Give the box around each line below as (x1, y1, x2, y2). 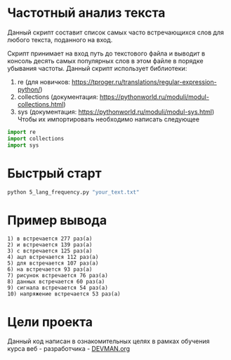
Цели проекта (7, 314, 93, 330)
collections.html (17, 100, 64, 108)
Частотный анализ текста (7, 5, 166, 21)
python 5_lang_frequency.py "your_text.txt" (7, 188, 140, 196)
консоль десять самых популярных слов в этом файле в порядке (7, 56, 204, 65)
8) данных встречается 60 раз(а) (7, 279, 105, 286)
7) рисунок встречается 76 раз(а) (7, 272, 109, 279)
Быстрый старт (7, 165, 102, 181)
